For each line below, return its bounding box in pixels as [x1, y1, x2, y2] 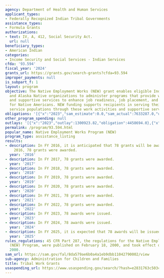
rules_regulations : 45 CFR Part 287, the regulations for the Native [5, 238, 150, 243]
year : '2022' [9, 207, 36, 212]
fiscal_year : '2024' [5, 66, 47, 71]
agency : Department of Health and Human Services [5, 7, 108, 12]
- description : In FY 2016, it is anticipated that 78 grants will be [5, 143, 152, 148]
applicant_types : [5, 12, 41, 17]
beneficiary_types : [5, 43, 45, 48]
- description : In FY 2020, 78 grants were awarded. [5, 184, 115, 189]
